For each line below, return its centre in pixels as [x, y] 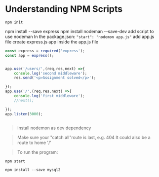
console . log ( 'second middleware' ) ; [51, 73]
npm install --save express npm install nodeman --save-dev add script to [79, 31]
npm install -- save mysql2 [33, 170]
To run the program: [38, 152]
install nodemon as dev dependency [54, 128]
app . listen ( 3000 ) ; [24, 114]
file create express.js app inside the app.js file [52, 42]
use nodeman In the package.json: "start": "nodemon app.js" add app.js [80, 36]
